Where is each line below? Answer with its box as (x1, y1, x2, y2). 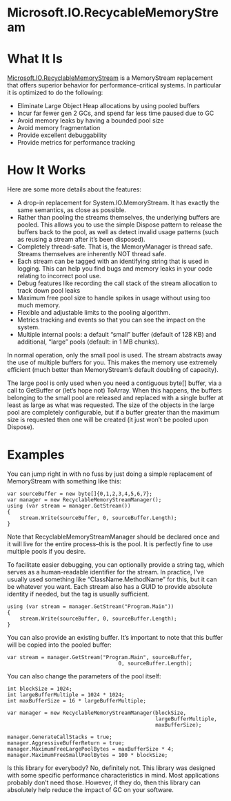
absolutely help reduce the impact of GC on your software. (7, 786, 174, 793)
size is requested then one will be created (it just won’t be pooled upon (7, 415, 209, 424)
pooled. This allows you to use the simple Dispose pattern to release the (17, 220, 223, 229)
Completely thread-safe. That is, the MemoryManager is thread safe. (17, 242, 213, 251)
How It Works (7, 163, 86, 178)
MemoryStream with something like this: (7, 477, 122, 485)
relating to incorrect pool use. (17, 272, 101, 280)
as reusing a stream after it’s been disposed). (17, 236, 146, 244)
